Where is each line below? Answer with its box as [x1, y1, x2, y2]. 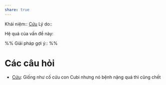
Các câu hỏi [4, 58, 55, 69]
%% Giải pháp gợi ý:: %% [4, 40, 58, 46]
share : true [4, 7, 29, 12]
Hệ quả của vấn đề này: [4, 30, 53, 36]
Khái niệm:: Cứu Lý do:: [4, 21, 52, 27]
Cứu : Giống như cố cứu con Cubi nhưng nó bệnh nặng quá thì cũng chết [11, 74, 161, 80]
